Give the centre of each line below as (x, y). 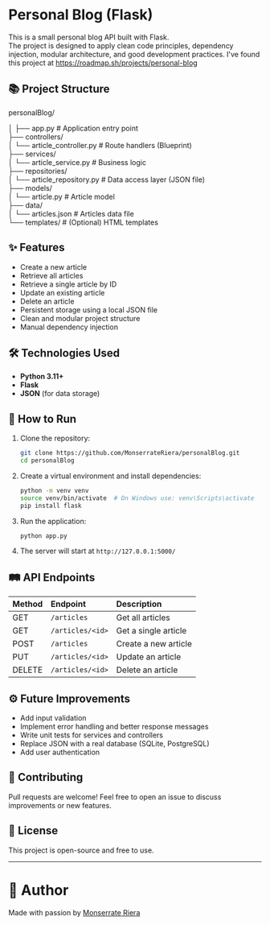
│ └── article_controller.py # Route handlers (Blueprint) (100, 145)
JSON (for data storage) (60, 394)
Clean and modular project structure (80, 318)
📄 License (33, 831)
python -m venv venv (54, 490)
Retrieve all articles (51, 275)
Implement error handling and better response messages (114, 727)
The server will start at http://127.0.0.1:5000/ (98, 551)
